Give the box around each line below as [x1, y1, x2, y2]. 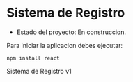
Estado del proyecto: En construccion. [16, 28, 127, 36]
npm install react [6, 54, 60, 62]
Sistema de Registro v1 [6, 67, 72, 75]
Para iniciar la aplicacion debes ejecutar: [6, 41, 123, 49]
